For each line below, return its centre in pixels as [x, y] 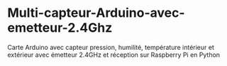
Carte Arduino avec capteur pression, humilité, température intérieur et [111, 47]
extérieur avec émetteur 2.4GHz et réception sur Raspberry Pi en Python [114, 55]
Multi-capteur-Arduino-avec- [96, 13]
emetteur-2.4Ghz [60, 28]
